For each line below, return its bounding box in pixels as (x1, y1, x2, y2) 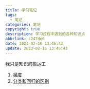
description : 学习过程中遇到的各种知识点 (5, 31, 85, 37)
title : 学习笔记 (5, 7, 37, 13)
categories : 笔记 (5, 22, 41, 27)
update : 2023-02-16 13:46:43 (5, 46, 68, 51)
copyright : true (5, 27, 40, 32)
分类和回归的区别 (12, 78, 49, 84)
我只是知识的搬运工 (5, 60, 46, 67)
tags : (5, 12, 17, 17)
